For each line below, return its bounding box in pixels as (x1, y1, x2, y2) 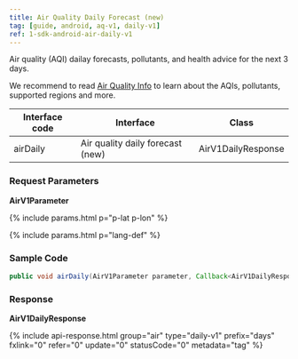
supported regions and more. (9, 90, 116, 100)
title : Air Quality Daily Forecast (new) (9, 12, 165, 22)
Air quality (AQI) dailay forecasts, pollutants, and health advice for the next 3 (9, 54, 288, 65)
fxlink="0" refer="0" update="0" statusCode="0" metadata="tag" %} (9, 339, 263, 351)
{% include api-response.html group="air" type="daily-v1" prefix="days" (9, 331, 275, 341)
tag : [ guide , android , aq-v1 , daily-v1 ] (9, 21, 161, 30)
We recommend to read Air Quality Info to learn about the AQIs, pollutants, (9, 81, 281, 92)
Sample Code (9, 251, 68, 264)
